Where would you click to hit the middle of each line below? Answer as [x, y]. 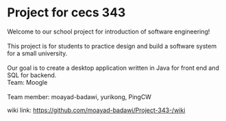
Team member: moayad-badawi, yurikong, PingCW [79, 96]
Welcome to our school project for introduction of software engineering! [109, 31]
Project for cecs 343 [66, 13]
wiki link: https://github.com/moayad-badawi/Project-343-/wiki [96, 110]
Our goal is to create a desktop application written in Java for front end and [113, 68]
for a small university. [37, 53]
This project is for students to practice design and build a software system [112, 46]
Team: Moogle [27, 82]
